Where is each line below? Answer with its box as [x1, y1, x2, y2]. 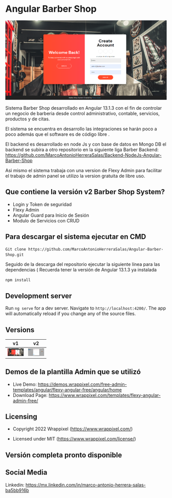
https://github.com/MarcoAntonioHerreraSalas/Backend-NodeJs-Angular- [5, 152, 162, 158]
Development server [5, 292, 72, 300]
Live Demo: [12, 381, 37, 387]
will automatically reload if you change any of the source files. [5, 310, 136, 317]
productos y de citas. [5, 116, 50, 122]
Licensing [5, 412, 37, 421]
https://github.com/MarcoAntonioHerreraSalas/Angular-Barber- [28, 247, 164, 252]
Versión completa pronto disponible [5, 450, 122, 459]
